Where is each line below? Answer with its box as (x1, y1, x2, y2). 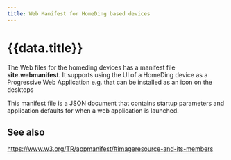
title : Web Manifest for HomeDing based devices (7, 10, 151, 17)
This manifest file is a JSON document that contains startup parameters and (7, 99, 225, 107)
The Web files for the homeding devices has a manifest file (7, 63, 176, 72)
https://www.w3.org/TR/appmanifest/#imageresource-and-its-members (7, 145, 214, 153)
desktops (7, 85, 34, 94)
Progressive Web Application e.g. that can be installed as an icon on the (7, 78, 213, 86)
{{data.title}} (7, 40, 83, 56)
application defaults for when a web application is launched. (7, 106, 179, 115)
